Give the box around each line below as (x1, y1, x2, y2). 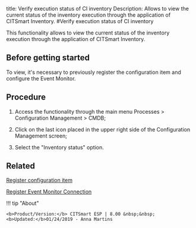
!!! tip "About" (6, 199, 39, 207)
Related (6, 161, 36, 171)
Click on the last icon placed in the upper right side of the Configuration (14, 126, 191, 133)
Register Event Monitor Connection (6, 188, 92, 195)
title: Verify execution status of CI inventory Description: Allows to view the (6, 5, 189, 12)
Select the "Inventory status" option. (14, 143, 104, 151)
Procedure (6, 92, 46, 102)
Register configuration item (6, 177, 73, 184)
